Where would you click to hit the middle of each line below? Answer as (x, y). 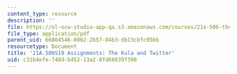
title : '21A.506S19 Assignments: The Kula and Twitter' (91, 54)
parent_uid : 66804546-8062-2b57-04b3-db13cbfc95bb (83, 40)
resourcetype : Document (42, 47)
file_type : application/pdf (49, 33)
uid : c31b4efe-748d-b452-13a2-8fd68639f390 (72, 60)
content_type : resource (42, 14)
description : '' (31, 20)
